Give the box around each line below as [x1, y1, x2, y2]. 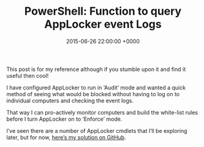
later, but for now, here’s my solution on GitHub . [6, 134, 127, 141]
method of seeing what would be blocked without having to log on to [6, 90, 179, 97]
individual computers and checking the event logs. [6, 97, 134, 104]
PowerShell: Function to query [24, 4, 182, 18]
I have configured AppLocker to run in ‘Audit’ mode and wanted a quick [6, 84, 186, 91]
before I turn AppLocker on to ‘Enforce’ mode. [6, 115, 123, 123]
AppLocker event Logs [44, 17, 162, 31]
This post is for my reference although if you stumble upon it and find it [6, 66, 186, 73]
